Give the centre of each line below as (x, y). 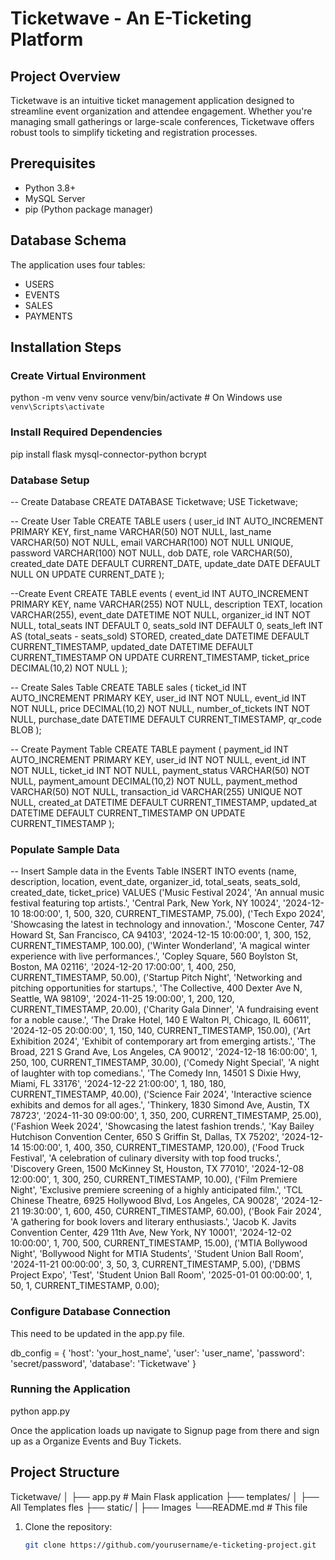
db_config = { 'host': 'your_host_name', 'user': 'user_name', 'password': (157, 1353)
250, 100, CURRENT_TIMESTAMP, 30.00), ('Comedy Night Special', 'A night (165, 1063)
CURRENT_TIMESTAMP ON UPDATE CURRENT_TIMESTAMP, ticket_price (160, 657)
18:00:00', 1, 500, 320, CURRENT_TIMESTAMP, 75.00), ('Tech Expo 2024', (173, 914)
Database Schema (68, 240)
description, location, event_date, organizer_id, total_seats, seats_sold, (155, 882)
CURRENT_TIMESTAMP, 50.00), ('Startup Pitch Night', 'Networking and (156, 978)
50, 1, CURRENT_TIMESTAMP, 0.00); (85, 1286)
